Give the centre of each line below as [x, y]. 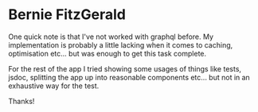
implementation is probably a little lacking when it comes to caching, [121, 44]
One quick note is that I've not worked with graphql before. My [111, 37]
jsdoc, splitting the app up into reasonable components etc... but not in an [129, 77]
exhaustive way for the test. [54, 86]
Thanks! [21, 101]
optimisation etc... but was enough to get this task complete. [107, 53]
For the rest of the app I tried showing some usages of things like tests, [125, 68]
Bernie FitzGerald [67, 15]
